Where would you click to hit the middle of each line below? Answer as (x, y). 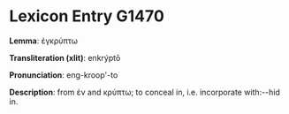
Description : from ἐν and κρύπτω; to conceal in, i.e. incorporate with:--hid (145, 92)
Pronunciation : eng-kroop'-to (64, 75)
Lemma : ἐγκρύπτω (43, 41)
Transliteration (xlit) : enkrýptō (65, 57)
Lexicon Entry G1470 (87, 16)
